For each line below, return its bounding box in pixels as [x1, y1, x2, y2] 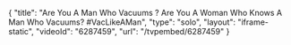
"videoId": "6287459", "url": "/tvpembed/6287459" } [36, 26, 230, 36]
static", [8, 26, 35, 36]
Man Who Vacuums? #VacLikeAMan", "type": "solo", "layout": [8, 17, 236, 27]
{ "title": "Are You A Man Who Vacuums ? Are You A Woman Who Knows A [8, 8, 283, 18]
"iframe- [237, 17, 270, 27]
